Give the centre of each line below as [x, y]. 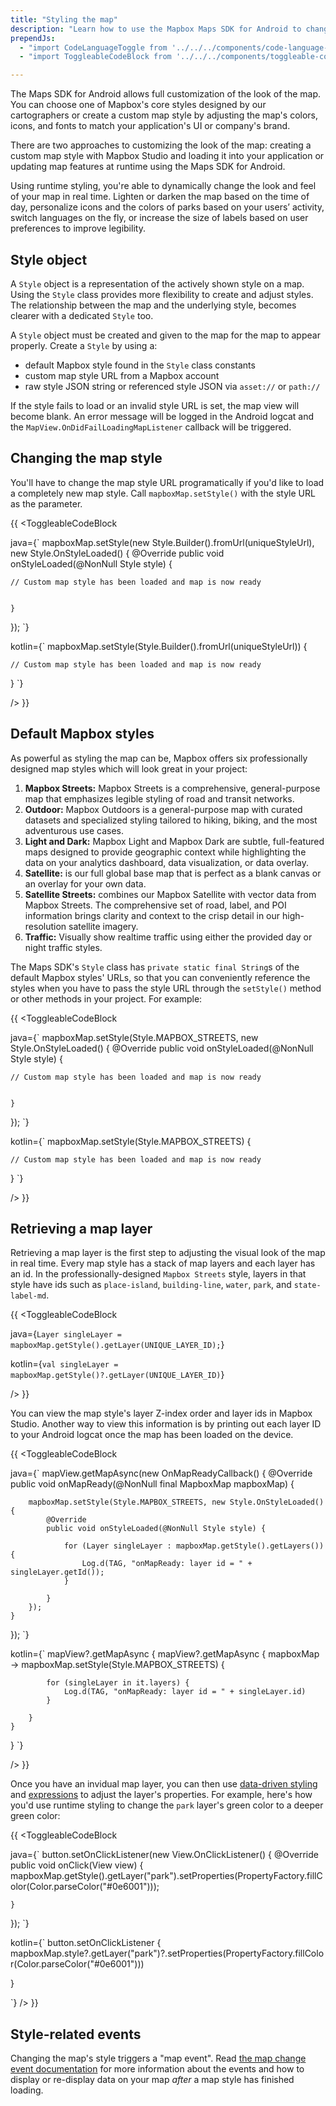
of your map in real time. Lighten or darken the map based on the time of [160, 197]
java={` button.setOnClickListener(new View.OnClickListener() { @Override [164, 1855]
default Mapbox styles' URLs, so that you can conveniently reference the [160, 977]
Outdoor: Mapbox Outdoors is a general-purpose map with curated [163, 809]
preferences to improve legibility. [78, 228]
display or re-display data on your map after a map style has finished [152, 2080]
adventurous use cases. [74, 830]
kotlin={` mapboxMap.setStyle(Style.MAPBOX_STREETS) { [131, 1141]
